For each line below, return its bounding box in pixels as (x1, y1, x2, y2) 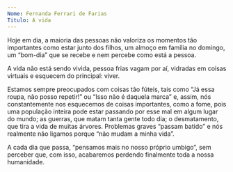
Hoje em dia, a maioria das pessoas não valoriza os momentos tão (7, 36, 198, 44)
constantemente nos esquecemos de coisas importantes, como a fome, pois (7, 100, 227, 108)
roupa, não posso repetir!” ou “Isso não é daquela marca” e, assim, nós (7, 92, 211, 101)
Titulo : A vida (7, 17, 51, 24)
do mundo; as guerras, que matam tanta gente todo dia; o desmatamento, (7, 114, 219, 123)
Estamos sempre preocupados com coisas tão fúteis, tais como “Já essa (7, 85, 215, 93)
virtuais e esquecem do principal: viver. (7, 71, 120, 80)
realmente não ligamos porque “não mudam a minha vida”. (7, 130, 175, 138)
